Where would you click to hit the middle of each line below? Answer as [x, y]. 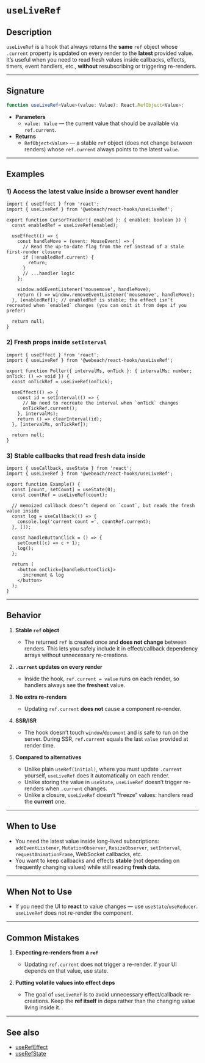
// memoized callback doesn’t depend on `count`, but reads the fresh [103, 505]
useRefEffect [31, 1047]
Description [29, 32]
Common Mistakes [43, 938]
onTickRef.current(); [50, 408]
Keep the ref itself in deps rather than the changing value [123, 1001]
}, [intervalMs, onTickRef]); [50, 424]
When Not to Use [39, 892]
